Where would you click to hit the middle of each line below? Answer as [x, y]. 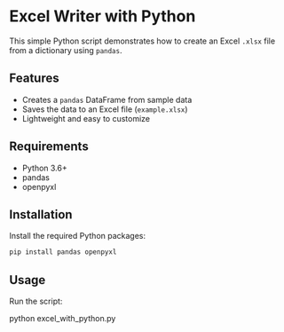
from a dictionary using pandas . [66, 50]
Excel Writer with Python [103, 16]
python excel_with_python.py [63, 319]
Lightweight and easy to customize [86, 118]
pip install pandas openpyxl [63, 252]
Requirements [49, 147]
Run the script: [36, 301]
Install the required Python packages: [78, 236]
